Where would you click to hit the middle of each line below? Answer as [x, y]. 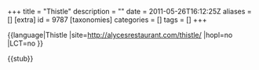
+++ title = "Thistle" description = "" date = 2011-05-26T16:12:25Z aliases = [129, 11]
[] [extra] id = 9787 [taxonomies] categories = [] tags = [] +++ [107, 20]
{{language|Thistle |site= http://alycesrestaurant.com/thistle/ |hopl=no [120, 35]
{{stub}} [20, 59]
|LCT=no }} [26, 43]
